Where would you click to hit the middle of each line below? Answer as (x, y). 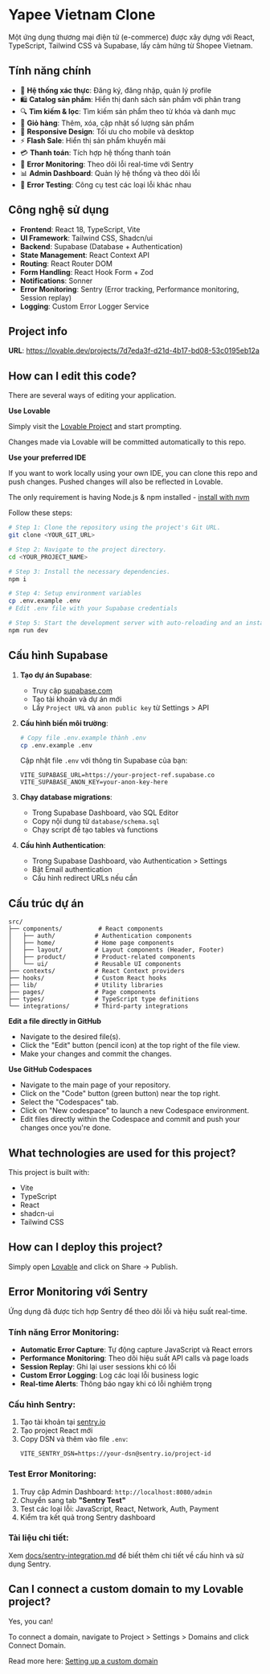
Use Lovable (29, 411)
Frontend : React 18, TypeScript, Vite (80, 229)
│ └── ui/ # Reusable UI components (95, 964)
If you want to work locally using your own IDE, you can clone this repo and (133, 473)
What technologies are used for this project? (122, 1153)
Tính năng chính (50, 71)
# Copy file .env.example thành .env (83, 738)
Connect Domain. (37, 1645)
